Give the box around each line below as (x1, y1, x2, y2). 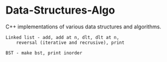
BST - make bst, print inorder (5, 50, 83, 56)
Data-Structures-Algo (5, 4, 116, 17)
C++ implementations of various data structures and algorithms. (5, 23, 162, 30)
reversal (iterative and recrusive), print (16, 40, 125, 45)
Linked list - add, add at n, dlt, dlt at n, (5, 34, 119, 40)
